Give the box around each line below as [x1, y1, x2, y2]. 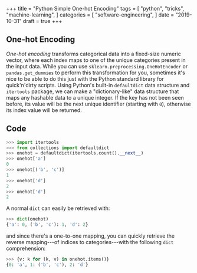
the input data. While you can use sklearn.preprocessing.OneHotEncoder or [6, 63, 188, 70]
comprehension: [6, 245, 46, 252]
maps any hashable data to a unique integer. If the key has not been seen [6, 94, 184, 101]
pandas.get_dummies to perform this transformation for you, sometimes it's [6, 69, 186, 76]
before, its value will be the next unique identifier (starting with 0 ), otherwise [6, 100, 191, 107]
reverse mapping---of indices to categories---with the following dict [6, 239, 174, 245]
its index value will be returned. [6, 106, 83, 114]
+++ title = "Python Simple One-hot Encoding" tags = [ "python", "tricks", [6, 5, 185, 12]
